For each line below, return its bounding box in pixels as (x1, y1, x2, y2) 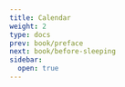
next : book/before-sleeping (9, 47, 117, 56)
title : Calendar (9, 13, 71, 23)
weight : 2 (9, 22, 47, 31)
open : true (17, 64, 59, 73)
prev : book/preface (9, 38, 84, 48)
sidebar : (9, 55, 43, 64)
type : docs (9, 30, 51, 39)
